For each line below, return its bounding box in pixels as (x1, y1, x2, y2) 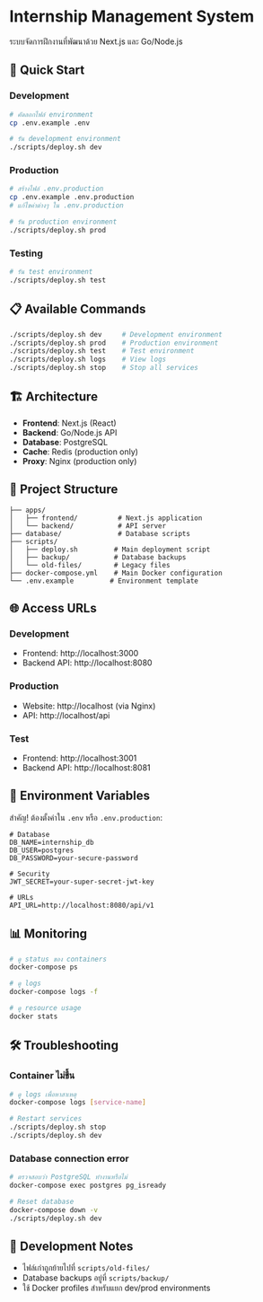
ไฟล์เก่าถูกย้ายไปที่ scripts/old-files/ (22, 1262, 151, 1273)
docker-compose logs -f (9, 988, 99, 997)
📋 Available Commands (9, 302, 146, 317)
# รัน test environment (9, 268, 93, 277)
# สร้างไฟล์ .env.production (9, 184, 104, 194)
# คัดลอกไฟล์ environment (9, 110, 94, 119)
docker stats (9, 1012, 58, 1021)
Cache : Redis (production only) (22, 446, 139, 457)
